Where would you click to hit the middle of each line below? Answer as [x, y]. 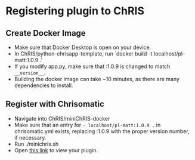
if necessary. [30, 137]
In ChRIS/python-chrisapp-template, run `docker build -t [83, 54]
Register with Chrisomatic [55, 104]
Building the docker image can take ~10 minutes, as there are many [97, 79]
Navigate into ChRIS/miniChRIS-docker [62, 118]
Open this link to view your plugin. [56, 150]
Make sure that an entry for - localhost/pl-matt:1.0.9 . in [87, 125]
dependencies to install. [44, 85]
